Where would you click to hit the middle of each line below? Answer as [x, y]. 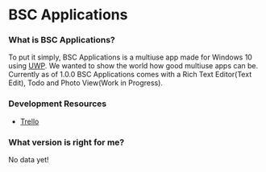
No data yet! [29, 160]
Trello [29, 121]
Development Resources [58, 104]
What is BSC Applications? [62, 40]
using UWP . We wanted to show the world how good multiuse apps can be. [133, 66]
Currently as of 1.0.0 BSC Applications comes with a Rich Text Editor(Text [130, 75]
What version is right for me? [66, 142]
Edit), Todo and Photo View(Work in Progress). [86, 83]
